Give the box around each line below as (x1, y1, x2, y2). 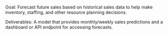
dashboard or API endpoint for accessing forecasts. (5, 24, 113, 30)
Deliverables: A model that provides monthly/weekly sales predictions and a (5, 19, 163, 25)
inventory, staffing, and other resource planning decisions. (5, 9, 128, 15)
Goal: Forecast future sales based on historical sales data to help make (5, 4, 153, 10)
